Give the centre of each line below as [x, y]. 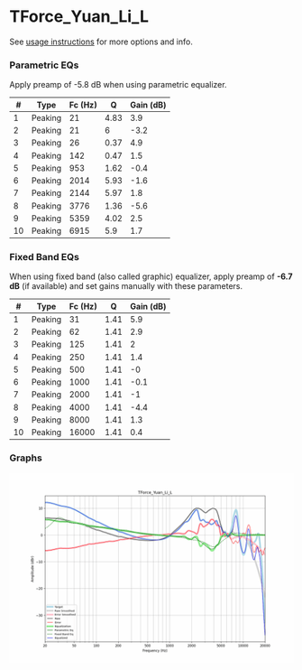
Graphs [26, 458]
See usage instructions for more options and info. [101, 42]
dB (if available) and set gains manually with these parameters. [126, 286]
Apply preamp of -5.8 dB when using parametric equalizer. [118, 85]
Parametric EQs [44, 65]
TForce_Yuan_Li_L [79, 17]
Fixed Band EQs [44, 256]
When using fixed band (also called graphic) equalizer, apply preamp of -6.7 [151, 276]
